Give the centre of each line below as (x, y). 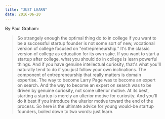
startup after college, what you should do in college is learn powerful (87, 59)
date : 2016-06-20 (23, 14)
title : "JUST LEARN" (26, 10)
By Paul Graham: (22, 28)
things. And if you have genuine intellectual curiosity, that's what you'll (89, 64)
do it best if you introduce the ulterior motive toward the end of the (85, 101)
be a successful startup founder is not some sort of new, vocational (86, 43)
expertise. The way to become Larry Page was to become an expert (86, 80)
